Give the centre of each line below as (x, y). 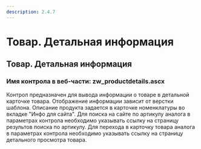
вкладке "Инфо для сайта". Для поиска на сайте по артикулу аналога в (98, 114)
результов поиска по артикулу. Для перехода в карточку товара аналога (101, 127)
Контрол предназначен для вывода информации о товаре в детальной (98, 94)
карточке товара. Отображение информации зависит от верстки (90, 101)
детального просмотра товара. (47, 139)
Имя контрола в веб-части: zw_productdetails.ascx (86, 81)
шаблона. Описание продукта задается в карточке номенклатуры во (96, 107)
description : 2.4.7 (31, 12)
